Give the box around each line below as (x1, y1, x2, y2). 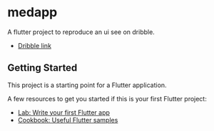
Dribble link (17, 41, 52, 50)
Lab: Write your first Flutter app (17, 108, 111, 117)
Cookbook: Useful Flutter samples (17, 115, 118, 124)
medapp (7, 4, 58, 21)
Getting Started (7, 62, 78, 74)
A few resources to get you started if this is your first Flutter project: (7, 94, 207, 103)
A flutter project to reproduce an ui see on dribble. (7, 28, 155, 36)
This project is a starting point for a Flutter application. (7, 81, 167, 89)
